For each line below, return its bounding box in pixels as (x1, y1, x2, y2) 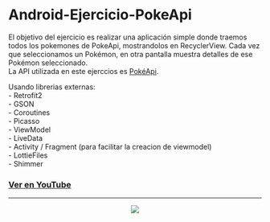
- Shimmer (8, 158, 43, 168)
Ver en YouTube (8, 179, 72, 190)
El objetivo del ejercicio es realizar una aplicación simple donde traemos (8, 32, 247, 42)
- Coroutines (8, 107, 51, 117)
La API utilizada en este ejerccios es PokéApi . (8, 66, 159, 76)
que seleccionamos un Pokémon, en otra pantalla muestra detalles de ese (8, 49, 253, 59)
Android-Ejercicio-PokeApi (8, 6, 193, 24)
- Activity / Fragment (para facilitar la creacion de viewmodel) (8, 142, 212, 151)
